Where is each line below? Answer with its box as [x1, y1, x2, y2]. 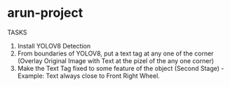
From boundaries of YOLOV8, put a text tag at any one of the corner [17, 49, 214, 58]
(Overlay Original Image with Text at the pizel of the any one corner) [17, 56, 215, 65]
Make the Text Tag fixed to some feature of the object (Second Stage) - [17, 64, 224, 72]
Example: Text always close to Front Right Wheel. [17, 72, 160, 80]
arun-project [7, 5, 83, 21]
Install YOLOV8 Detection [17, 41, 91, 50]
